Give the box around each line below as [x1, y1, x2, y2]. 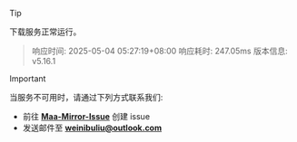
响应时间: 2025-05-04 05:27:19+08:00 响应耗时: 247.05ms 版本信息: [31, 45, 288, 56]
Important [9, 73, 46, 84]
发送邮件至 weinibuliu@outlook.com [22, 122, 162, 133]
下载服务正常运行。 [9, 26, 82, 37]
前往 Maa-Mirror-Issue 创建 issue [22, 111, 151, 121]
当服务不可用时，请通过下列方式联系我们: [9, 92, 163, 102]
